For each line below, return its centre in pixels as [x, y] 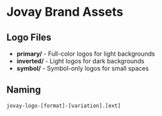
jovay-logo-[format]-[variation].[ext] [64, 106]
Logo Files [29, 37]
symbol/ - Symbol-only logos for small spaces [82, 68]
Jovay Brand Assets [65, 12]
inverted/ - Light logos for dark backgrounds [80, 61]
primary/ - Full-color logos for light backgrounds [86, 54]
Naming [24, 90]
